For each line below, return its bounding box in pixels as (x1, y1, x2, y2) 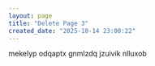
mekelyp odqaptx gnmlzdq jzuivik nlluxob (8, 49, 148, 59)
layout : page (8, 11, 53, 20)
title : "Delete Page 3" (8, 19, 89, 27)
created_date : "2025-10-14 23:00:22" (8, 27, 136, 35)
